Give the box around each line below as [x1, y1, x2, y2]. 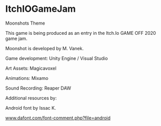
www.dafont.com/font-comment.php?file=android [5, 115, 111, 121]
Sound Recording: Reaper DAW [5, 85, 71, 91]
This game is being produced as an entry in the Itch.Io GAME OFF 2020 [5, 30, 156, 36]
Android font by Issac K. [5, 104, 56, 111]
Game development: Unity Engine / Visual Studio [5, 55, 108, 61]
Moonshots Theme [5, 20, 45, 26]
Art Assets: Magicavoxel [5, 65, 56, 71]
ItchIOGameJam [5, 3, 76, 15]
